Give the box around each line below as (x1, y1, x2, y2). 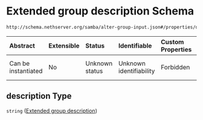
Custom (161, 37, 184, 46)
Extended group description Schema (6, 4, 195, 18)
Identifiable (118, 41, 152, 49)
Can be (9, 59, 30, 68)
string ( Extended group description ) (6, 107, 98, 114)
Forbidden (161, 63, 190, 71)
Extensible (48, 41, 80, 49)
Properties (161, 45, 192, 54)
